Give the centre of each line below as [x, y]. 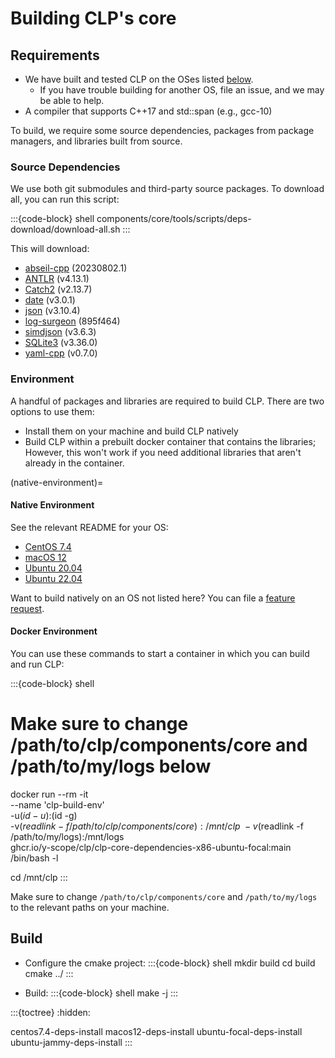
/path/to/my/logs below [111, 766]
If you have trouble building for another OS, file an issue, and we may [182, 90]
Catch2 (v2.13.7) [58, 289]
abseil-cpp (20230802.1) [76, 268]
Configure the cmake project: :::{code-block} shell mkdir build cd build [170, 963]
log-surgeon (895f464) [72, 321]
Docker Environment [54, 631]
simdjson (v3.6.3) [60, 332]
